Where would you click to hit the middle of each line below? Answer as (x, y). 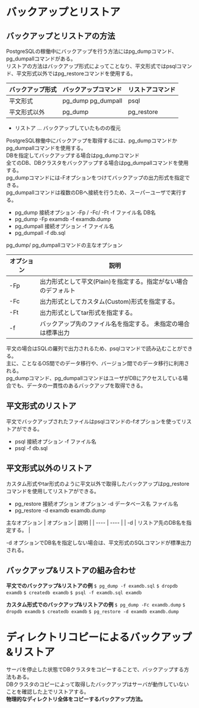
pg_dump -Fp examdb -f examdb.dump (63, 219)
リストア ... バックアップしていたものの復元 (68, 128)
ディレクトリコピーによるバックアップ (99, 637)
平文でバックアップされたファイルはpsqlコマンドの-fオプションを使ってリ (96, 421)
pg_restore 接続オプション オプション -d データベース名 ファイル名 (97, 503)
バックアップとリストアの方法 (61, 36)
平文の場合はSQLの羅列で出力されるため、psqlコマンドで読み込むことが (94, 348)
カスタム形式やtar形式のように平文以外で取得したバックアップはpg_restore (98, 483)
